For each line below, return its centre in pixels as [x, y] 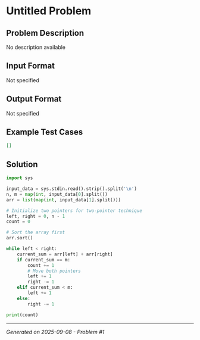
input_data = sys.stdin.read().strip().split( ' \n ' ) [71, 189]
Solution [22, 164]
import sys [20, 178]
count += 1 [41, 265]
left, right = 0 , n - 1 [36, 216]
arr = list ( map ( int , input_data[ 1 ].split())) [63, 200]
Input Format [31, 66]
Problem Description [45, 33]
